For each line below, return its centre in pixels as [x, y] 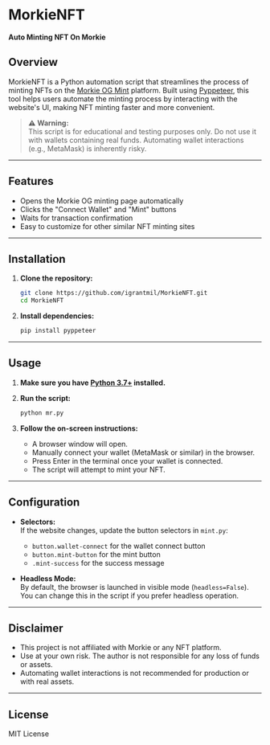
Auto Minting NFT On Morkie [57, 37]
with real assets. [47, 682]
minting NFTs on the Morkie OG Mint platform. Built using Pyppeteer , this [129, 90]
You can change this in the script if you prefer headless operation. [129, 596]
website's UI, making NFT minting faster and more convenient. [112, 107]
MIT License [29, 734]
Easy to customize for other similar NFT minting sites [107, 226]
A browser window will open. [80, 444]
